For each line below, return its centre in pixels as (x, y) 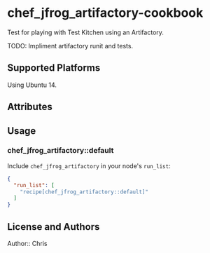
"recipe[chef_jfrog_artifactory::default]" (84, 192)
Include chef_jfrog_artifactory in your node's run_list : (89, 165)
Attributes (30, 107)
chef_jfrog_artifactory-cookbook (105, 13)
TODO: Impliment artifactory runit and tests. (70, 46)
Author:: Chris (27, 244)
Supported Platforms (54, 68)
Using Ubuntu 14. (32, 85)
